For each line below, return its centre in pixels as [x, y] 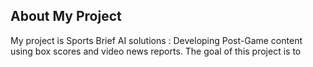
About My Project [66, 16]
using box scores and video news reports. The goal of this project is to [156, 51]
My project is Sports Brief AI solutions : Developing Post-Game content [156, 40]
